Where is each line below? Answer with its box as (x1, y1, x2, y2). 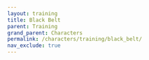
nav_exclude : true (7, 42, 61, 49)
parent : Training (7, 23, 58, 30)
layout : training (7, 10, 58, 17)
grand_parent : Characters (7, 29, 83, 37)
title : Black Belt (7, 17, 61, 23)
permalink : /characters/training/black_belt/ (7, 36, 142, 43)
